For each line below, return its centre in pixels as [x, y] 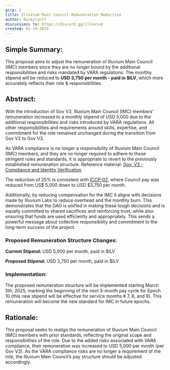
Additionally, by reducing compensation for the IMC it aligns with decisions [83, 195]
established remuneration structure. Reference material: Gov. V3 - [74, 164]
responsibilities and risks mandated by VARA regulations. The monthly [79, 72]
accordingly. [18, 362]
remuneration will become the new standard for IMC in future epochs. [78, 301]
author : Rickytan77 [26, 19]
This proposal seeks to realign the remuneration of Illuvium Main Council [81, 330]
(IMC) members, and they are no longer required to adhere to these [76, 153]
